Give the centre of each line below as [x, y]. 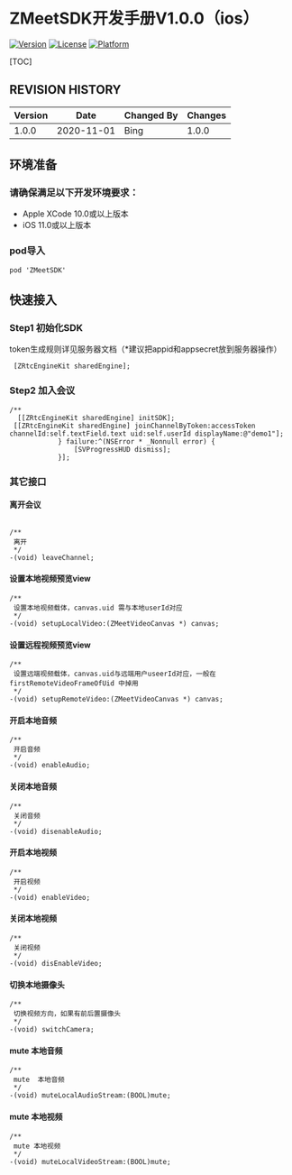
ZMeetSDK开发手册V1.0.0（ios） [134, 18]
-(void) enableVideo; [50, 897]
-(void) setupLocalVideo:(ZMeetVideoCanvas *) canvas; [114, 624]
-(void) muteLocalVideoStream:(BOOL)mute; [90, 1161]
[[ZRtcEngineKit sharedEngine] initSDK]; [96, 418]
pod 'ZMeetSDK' [38, 270]
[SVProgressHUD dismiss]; [122, 449]
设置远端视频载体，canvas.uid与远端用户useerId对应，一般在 [114, 674]
